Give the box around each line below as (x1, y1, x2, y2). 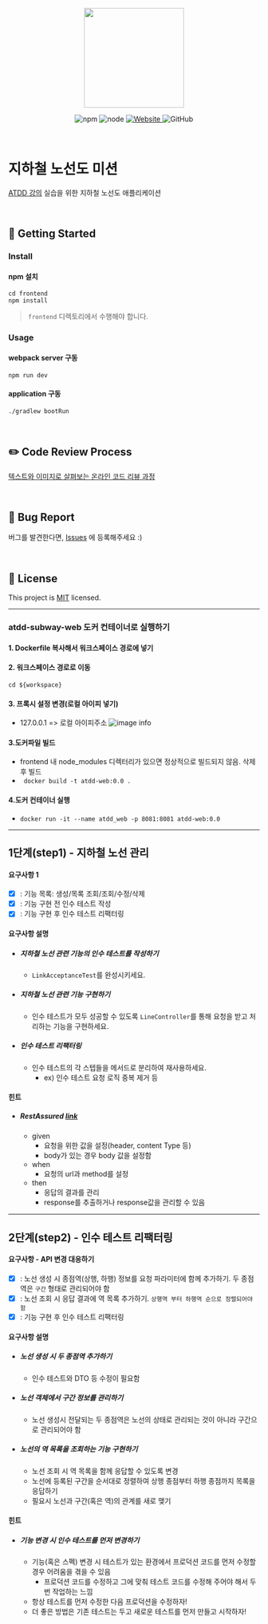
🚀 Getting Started (8, 227, 97, 241)
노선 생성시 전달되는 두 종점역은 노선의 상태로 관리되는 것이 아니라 (31, 1414, 237, 1424)
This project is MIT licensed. (8, 593, 101, 602)
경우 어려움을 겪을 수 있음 (31, 1567, 112, 1577)
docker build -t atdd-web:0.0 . (23, 778, 132, 786)
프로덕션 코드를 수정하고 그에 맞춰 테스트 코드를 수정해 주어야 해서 (43, 1577, 249, 1587)
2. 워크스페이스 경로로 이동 (8, 663, 91, 672)
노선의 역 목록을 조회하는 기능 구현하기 (19, 1445, 138, 1454)
